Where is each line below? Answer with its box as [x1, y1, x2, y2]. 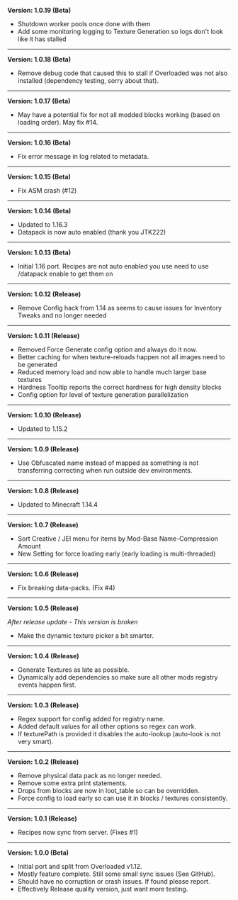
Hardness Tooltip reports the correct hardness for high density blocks [17, 383, 222, 391]
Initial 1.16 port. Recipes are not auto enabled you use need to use [17, 262, 209, 270]
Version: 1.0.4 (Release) [7, 652, 79, 660]
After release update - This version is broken [7, 618, 138, 626]
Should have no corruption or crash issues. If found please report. [17, 877, 210, 885]
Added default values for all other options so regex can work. [17, 722, 197, 731]
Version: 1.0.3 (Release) [7, 701, 79, 709]
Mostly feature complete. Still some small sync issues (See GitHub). [17, 870, 215, 878]
